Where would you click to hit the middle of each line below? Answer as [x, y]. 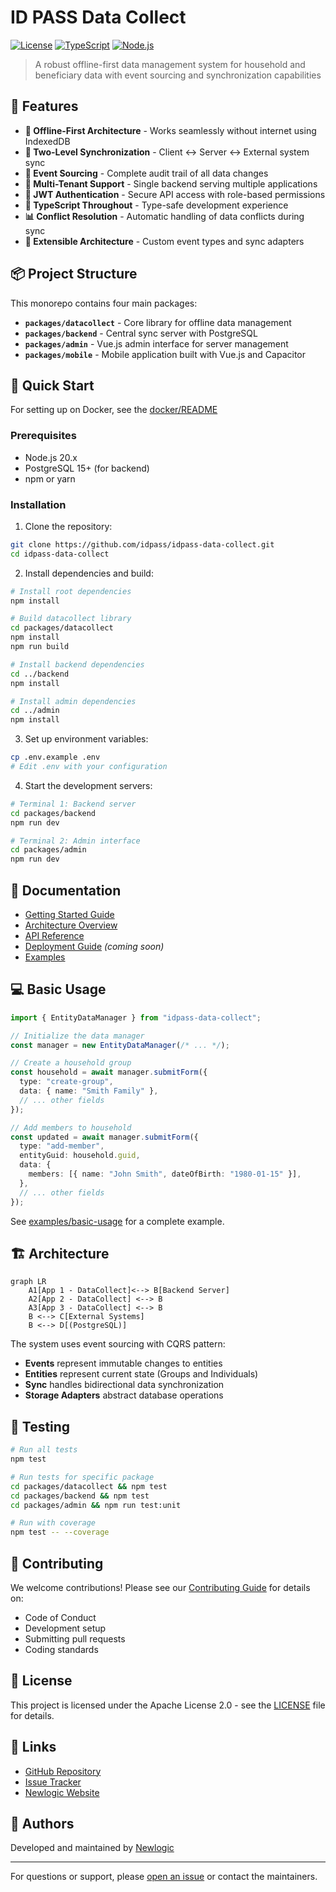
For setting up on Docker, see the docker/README [114, 410]
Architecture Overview [71, 925]
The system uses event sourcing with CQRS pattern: [118, 1344]
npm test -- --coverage [60, 1532]
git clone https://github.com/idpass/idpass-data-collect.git [142, 544]
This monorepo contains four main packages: [104, 303]
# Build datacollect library [71, 619]
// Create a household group [71, 1063]
